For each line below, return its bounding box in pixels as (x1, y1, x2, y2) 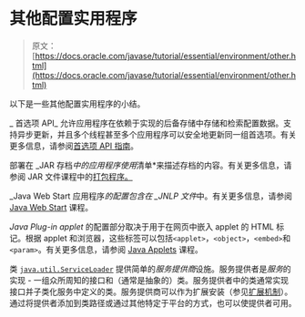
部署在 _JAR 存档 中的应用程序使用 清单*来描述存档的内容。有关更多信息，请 (9, 159, 292, 170)
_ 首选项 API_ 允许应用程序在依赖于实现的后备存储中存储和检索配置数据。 (9, 118, 284, 128)
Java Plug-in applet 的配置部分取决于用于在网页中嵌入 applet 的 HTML (9, 220, 275, 232)
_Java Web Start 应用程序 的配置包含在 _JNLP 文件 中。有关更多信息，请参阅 (9, 190, 293, 201)
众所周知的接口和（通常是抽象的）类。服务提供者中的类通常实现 (49, 274, 290, 285)
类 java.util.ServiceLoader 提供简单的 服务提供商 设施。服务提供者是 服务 (9, 263, 284, 274)
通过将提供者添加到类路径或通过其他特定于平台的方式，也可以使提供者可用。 (9, 297, 297, 308)
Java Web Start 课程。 (9, 201, 94, 212)
